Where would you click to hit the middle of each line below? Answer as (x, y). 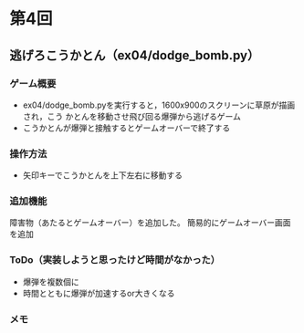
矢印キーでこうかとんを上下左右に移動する (102, 175)
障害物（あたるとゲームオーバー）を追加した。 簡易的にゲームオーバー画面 (150, 223)
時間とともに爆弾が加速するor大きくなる (99, 293)
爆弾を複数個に (51, 281)
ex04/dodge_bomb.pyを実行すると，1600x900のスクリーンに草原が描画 (159, 105)
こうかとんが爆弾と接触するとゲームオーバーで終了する (126, 128)
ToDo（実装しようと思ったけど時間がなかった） (115, 260)
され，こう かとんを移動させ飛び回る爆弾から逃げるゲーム (132, 116)
